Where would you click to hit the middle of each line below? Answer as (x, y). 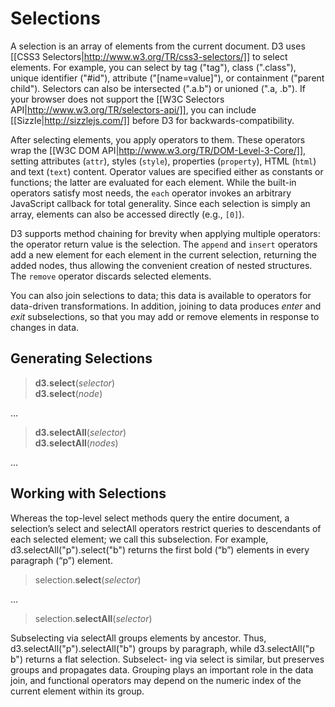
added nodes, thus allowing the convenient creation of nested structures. (161, 265)
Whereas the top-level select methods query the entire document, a (150, 518)
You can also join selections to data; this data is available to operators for (161, 295)
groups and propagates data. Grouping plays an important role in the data (162, 669)
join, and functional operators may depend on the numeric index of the (156, 680)
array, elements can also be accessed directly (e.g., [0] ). (127, 214)
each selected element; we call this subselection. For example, (139, 539)
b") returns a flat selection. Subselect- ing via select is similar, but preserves (167, 659)
